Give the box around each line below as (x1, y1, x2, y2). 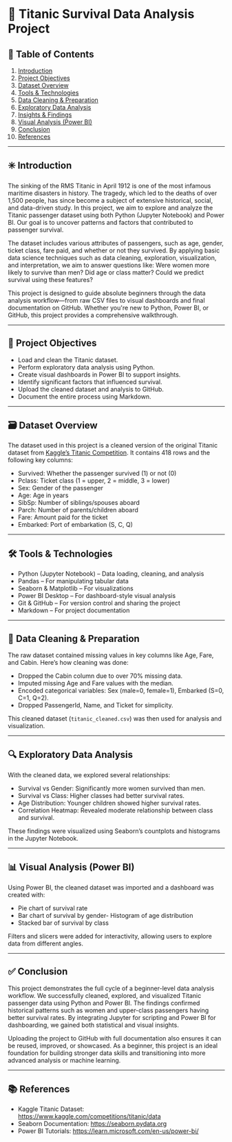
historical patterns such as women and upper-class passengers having (8, 1006, 209, 1014)
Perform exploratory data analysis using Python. (17, 363, 156, 371)
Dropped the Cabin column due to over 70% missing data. (17, 672, 183, 680)
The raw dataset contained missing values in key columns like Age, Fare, (8, 651, 214, 659)
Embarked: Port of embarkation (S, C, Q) (17, 521, 134, 529)
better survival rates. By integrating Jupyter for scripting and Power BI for (8, 1013, 216, 1021)
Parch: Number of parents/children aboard (17, 506, 138, 514)
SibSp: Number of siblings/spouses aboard (17, 499, 140, 507)
